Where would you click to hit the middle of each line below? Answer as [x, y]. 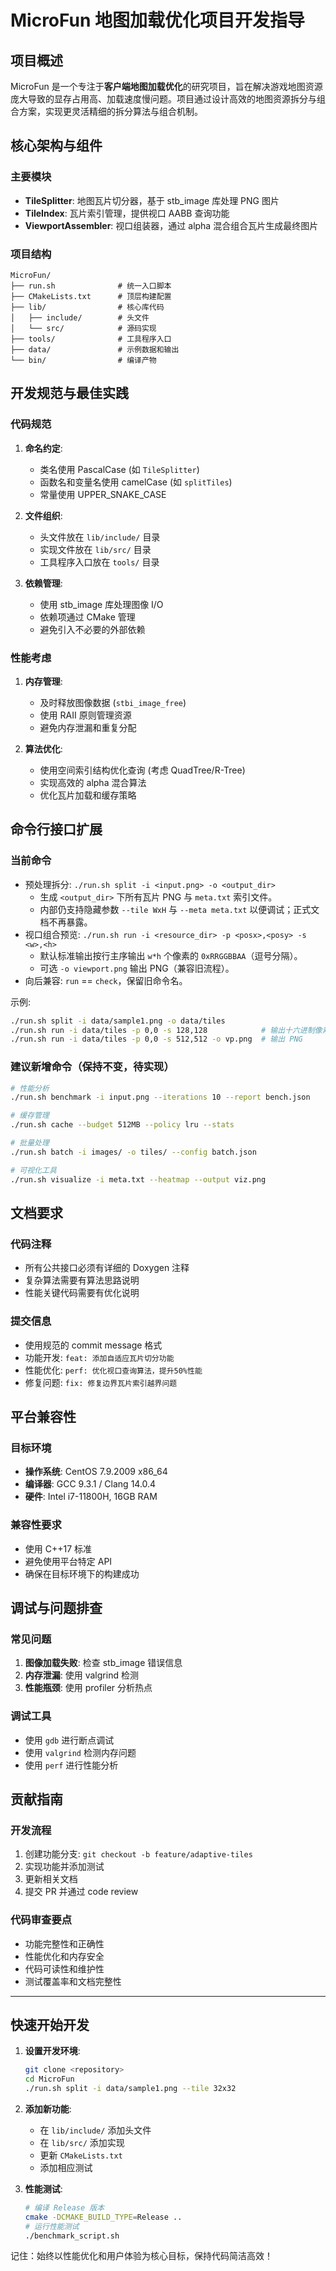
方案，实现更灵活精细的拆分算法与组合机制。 [110, 111]
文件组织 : [43, 515]
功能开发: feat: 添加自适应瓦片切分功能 [99, 1357]
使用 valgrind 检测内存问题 [80, 1752]
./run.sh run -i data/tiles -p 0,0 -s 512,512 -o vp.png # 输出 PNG [156, 1039]
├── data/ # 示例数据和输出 [95, 349]
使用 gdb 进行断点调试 [69, 1740]
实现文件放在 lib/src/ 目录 [95, 549]
